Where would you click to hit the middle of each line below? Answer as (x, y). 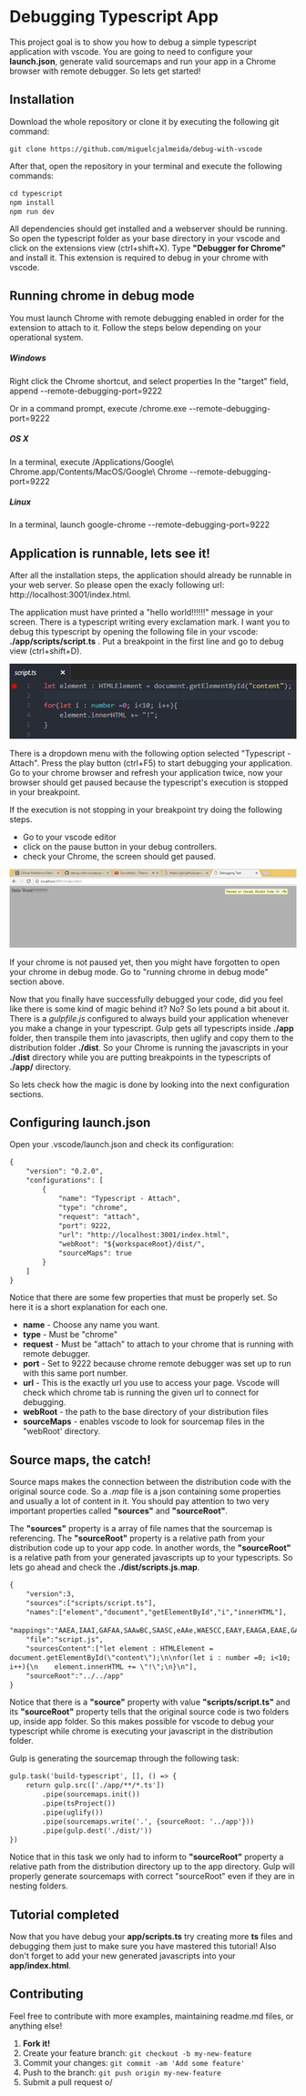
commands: (32, 176)
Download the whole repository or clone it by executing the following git (144, 121)
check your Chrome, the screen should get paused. (119, 857)
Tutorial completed (65, 1914)
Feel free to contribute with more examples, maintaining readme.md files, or (152, 2016)
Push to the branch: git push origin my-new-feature (122, 2072)
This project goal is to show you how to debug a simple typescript (133, 42)
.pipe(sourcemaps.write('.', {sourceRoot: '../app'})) (148, 1822)
